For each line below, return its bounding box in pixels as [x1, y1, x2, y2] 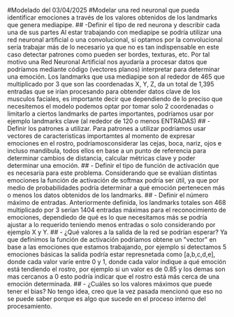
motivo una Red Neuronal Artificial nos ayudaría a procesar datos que [7, 58, 207, 65]
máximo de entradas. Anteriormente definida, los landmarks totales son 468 [7, 199, 226, 206]
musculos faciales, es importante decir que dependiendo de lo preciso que [7, 95, 223, 103]
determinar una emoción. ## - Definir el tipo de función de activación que [7, 162, 219, 169]
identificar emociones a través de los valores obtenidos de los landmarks [7, 13, 218, 22]
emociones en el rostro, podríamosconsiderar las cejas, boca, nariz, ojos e [7, 139, 222, 147]
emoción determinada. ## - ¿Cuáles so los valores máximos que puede [7, 280, 212, 288]
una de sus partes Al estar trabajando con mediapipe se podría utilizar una [7, 28, 222, 36]
